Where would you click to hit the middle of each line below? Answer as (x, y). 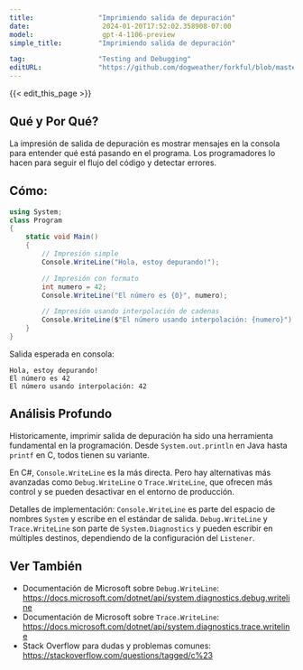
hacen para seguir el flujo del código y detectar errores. (113, 163)
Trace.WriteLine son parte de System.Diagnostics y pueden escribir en (141, 528)
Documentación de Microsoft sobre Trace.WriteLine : (120, 617)
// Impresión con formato (91, 278)
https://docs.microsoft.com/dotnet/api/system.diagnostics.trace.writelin (156, 626)
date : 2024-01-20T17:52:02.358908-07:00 (120, 26)
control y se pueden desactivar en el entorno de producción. (122, 491)
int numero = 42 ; (74, 287)
